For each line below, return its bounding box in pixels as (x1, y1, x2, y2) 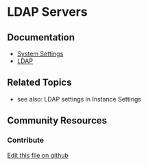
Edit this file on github (7, 151, 69, 159)
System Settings (16, 49, 64, 58)
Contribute (7, 135, 45, 145)
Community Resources (7, 115, 108, 127)
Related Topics (7, 77, 72, 88)
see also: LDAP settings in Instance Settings (16, 95, 142, 103)
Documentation (7, 32, 75, 43)
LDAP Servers (7, 4, 88, 20)
